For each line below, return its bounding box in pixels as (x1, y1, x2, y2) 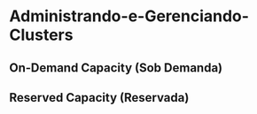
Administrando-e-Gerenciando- (9, 6, 250, 27)
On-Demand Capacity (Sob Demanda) (9, 60, 223, 75)
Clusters (9, 25, 74, 45)
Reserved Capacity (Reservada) (9, 90, 190, 105)
